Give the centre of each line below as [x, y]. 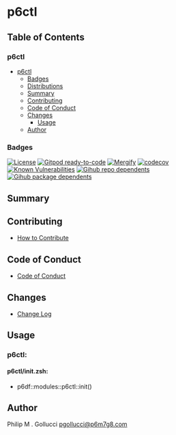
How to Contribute [43, 238]
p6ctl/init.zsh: [28, 371]
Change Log [34, 314]
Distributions [45, 85]
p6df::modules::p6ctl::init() [54, 386]
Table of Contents [46, 37]
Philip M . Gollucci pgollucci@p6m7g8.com [67, 424]
